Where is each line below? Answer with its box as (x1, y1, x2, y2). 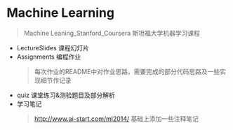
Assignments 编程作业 (16, 52, 81, 61)
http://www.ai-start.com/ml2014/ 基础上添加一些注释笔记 (34, 114, 199, 123)
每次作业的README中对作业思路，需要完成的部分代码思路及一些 (34, 67, 220, 75)
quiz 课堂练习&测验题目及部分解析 (16, 91, 115, 99)
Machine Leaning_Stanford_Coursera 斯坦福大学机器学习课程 (23, 29, 201, 37)
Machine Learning (6, 5, 115, 21)
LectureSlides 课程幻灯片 (16, 43, 89, 52)
